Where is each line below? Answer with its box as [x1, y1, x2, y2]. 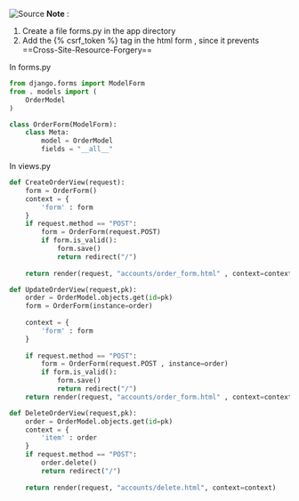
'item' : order [41, 433, 98, 442]
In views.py [9, 161, 52, 171]
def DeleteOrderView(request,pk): [9, 408, 138, 417]
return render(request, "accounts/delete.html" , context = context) [25, 483, 277, 492]
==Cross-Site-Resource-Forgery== [21, 44, 153, 55]
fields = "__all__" [41, 145, 114, 154]
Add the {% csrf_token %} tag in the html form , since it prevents [21, 36, 260, 45]
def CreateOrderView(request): [9, 178, 125, 187]
